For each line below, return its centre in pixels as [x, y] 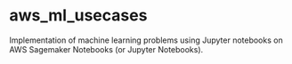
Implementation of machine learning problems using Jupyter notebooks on [146, 40]
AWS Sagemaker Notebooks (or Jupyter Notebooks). [106, 49]
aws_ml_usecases [78, 16]
